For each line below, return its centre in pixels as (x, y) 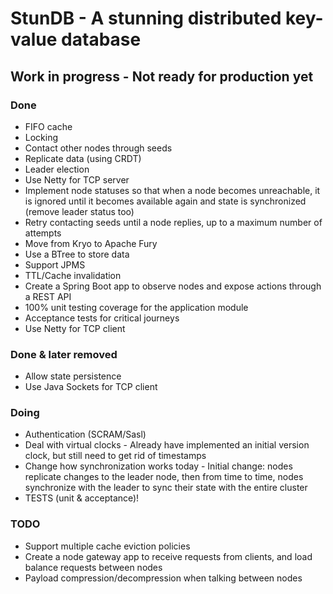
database (101, 39)
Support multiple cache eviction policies (107, 546)
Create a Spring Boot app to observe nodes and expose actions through (173, 286)
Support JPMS (55, 264)
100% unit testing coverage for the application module (136, 307)
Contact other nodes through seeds (98, 148)
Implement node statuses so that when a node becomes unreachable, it (172, 190)
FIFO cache (48, 126)
